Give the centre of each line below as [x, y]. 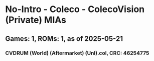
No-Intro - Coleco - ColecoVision [75, 9]
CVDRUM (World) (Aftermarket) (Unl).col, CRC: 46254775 [77, 53]
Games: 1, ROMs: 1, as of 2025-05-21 [64, 39]
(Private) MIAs [36, 20]
